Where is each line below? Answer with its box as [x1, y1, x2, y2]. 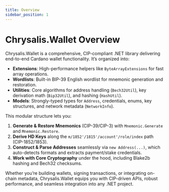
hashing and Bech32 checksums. [12, 160, 82, 167]
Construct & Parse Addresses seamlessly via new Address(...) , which [12, 145, 161, 151]
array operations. [12, 71, 49, 77]
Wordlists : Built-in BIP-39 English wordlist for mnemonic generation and [12, 76, 163, 82]
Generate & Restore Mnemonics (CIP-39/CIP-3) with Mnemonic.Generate [12, 123, 163, 129]
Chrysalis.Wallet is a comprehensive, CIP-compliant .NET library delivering [5, 51, 160, 57]
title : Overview [5, 7, 39, 13]
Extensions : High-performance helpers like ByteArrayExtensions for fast [12, 66, 164, 72]
